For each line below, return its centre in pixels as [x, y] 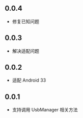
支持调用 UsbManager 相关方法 [45, 110]
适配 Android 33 [29, 80]
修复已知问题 [25, 21]
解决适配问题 [25, 51]
